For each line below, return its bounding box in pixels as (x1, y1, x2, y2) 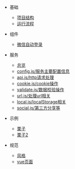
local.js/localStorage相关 (16, 99, 66, 105)
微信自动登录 (16, 42, 43, 47)
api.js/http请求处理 (16, 75, 54, 80)
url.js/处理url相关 (16, 93, 51, 99)
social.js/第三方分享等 (16, 105, 60, 111)
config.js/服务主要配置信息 (16, 68, 70, 74)
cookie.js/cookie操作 (16, 81, 59, 86)
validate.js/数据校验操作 (16, 87, 64, 92)
